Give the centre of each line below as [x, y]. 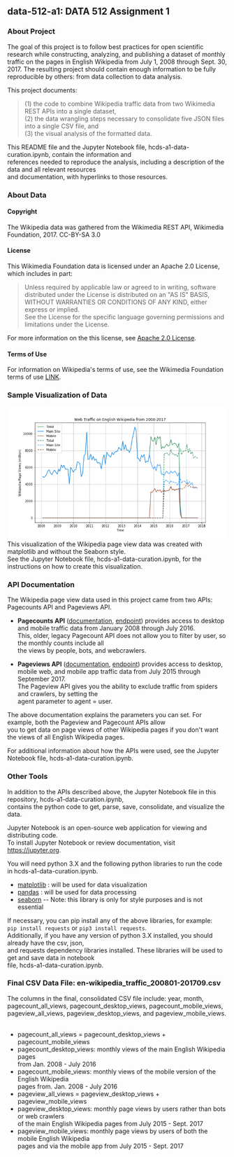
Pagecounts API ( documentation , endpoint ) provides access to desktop [121, 621]
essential [30, 907]
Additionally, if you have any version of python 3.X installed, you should [110, 935]
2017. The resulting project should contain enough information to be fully [112, 69]
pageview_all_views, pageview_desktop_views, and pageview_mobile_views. [117, 1013]
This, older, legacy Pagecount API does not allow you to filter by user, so [122, 636]
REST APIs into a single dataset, [70, 111]
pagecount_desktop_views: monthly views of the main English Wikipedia [121, 1049]
